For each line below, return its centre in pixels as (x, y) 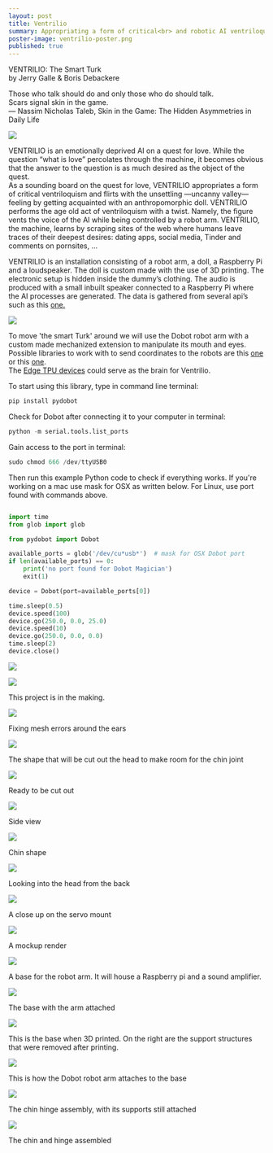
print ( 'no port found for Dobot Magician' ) (98, 569)
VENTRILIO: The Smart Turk (55, 69)
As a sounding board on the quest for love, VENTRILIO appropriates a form (133, 186)
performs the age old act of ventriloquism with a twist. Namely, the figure (131, 212)
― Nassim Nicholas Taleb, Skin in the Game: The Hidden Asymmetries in (130, 111)
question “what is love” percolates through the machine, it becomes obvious (136, 159)
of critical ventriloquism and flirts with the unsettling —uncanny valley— (129, 194)
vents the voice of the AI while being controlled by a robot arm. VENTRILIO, (134, 220)
